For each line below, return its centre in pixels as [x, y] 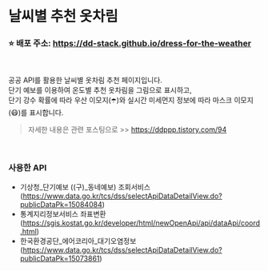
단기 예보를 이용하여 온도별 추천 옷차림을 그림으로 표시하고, [100, 90]
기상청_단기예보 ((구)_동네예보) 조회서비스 [85, 187]
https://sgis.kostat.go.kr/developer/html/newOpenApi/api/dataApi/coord [142, 223]
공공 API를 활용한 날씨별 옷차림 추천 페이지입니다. [85, 80]
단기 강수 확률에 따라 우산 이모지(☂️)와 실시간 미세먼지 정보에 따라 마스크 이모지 [131, 100]
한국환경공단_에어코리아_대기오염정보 [78, 241]
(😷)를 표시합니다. [36, 113]
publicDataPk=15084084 [61, 204]
